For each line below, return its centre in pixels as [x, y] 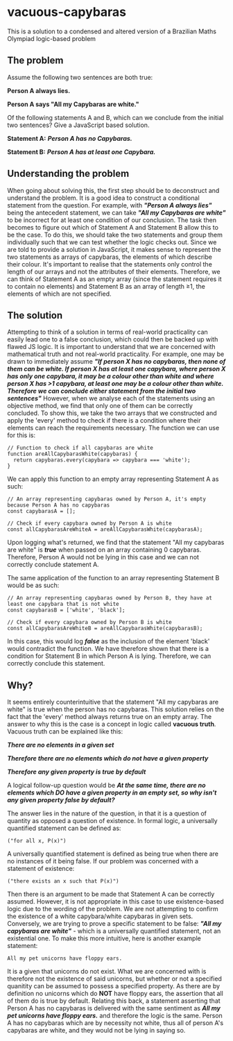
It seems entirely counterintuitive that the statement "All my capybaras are [113, 702]
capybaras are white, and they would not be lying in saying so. [96, 1031]
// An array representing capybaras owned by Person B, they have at [110, 598]
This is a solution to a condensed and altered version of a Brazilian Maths [112, 31]
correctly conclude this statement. [56, 663]
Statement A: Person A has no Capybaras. [70, 138]
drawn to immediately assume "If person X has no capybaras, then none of [116, 362]
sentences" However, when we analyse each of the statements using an [111, 398]
